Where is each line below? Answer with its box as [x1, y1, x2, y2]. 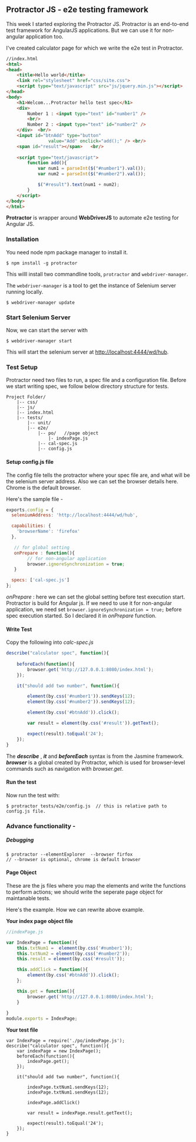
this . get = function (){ [16, 988, 75, 994]
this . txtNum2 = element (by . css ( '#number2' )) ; [16, 950, 131, 957]
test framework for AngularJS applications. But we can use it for [6, 27, 161, 34]
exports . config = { [6, 507, 54, 513]
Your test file [6, 1026, 38, 1033]
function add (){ [27, 160, 67, 166]
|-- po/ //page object [37, 430, 99, 436]
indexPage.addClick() [27, 1100, 81, 1106]
